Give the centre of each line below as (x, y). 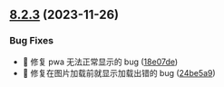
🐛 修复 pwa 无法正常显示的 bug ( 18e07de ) (100, 62)
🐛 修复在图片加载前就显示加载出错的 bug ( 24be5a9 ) (119, 72)
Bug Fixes (32, 41)
